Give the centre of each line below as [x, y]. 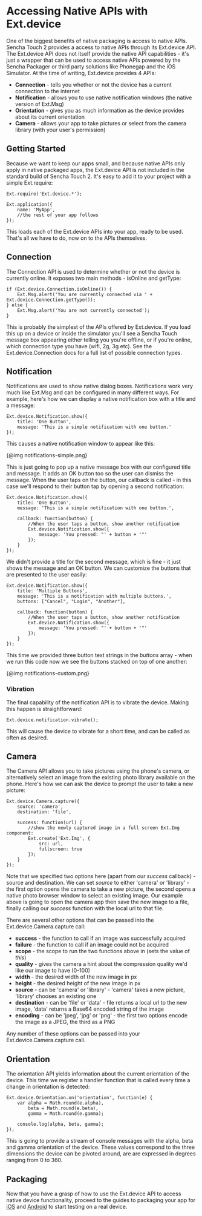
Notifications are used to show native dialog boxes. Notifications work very [100, 386]
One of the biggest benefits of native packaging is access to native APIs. [97, 41]
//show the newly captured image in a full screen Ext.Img [104, 828]
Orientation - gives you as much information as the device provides [99, 110]
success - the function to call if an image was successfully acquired [100, 938]
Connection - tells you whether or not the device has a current [93, 84]
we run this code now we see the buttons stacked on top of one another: [97, 662]
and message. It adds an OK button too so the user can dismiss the [90, 474]
